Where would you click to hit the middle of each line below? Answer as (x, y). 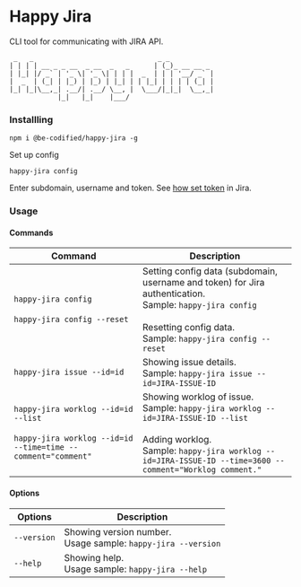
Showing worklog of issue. (198, 397)
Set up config (34, 155)
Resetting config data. (189, 328)
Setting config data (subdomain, (210, 271)
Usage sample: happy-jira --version (142, 543)
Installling (31, 119)
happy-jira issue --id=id (69, 372)
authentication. (174, 293)
